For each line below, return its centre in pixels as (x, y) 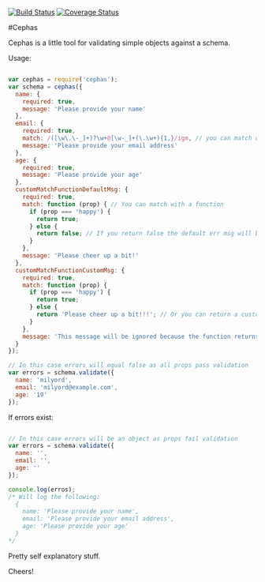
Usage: (20, 58)
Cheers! (21, 571)
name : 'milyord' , (44, 380)
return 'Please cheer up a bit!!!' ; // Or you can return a (137, 314)
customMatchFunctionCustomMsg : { (70, 270)
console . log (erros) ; (42, 490)
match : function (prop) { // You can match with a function (123, 204)
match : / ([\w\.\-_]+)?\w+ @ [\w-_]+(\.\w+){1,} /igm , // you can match (137, 138)
